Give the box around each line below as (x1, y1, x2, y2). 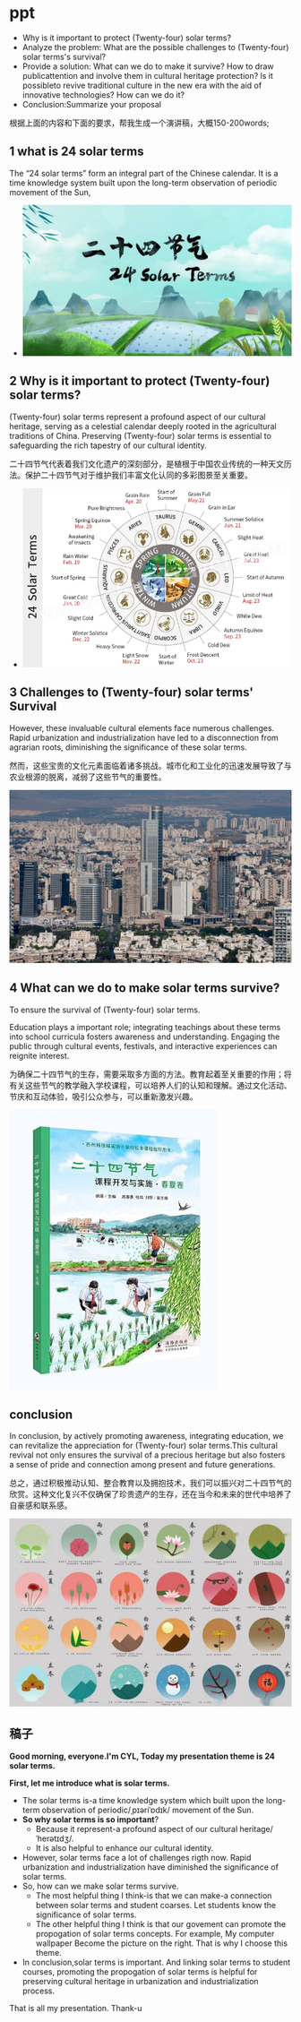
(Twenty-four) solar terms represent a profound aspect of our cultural (9, 411, 266, 422)
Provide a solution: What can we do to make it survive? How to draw (21, 61, 274, 72)
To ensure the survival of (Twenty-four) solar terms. (9, 1004, 201, 1015)
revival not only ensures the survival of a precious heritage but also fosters (9, 1450, 286, 1460)
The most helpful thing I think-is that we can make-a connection (35, 1889, 272, 1901)
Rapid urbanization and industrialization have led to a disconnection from (9, 732, 279, 743)
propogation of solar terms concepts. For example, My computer (35, 1928, 275, 1939)
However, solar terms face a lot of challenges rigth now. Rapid (21, 1852, 252, 1863)
